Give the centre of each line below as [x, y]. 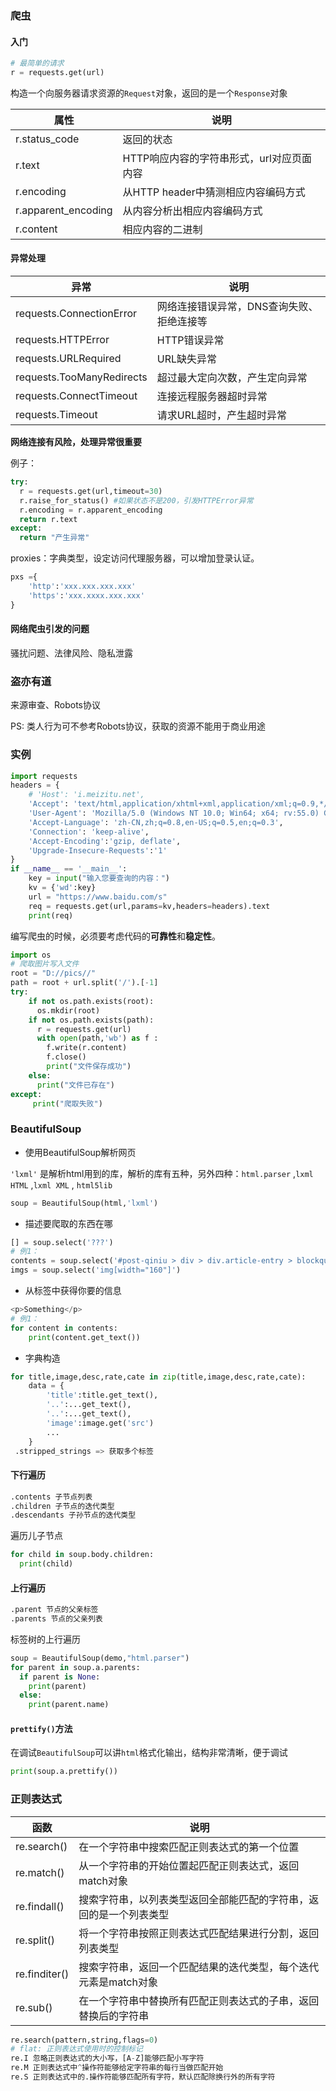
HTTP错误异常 [190, 340]
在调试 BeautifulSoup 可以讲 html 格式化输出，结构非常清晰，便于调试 [149, 1753]
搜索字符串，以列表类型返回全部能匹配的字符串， [194, 1899]
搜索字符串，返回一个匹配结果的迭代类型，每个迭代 [199, 1967]
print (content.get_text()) [84, 1337]
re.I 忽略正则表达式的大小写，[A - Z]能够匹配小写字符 [107, 2058]
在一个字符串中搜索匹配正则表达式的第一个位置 [189, 1847]
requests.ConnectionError [76, 314]
